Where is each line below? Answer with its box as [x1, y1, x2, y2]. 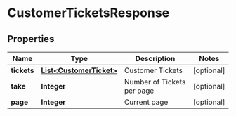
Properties [7, 33, 55, 45]
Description [135, 54, 176, 63]
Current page [124, 97, 169, 107]
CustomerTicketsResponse [7, 5, 170, 21]
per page [124, 86, 155, 96]
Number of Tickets [124, 77, 186, 86]
